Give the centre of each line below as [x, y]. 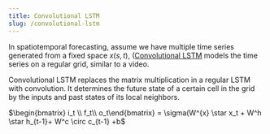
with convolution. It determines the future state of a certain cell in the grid [132, 88]
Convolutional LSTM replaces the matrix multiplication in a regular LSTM [129, 80]
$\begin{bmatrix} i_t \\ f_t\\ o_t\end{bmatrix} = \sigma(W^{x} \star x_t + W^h [135, 112]
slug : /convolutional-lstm [54, 24]
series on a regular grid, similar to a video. [79, 64]
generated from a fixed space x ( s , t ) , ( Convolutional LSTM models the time [133, 55]
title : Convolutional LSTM [54, 16]
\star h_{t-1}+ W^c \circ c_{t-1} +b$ [67, 121]
